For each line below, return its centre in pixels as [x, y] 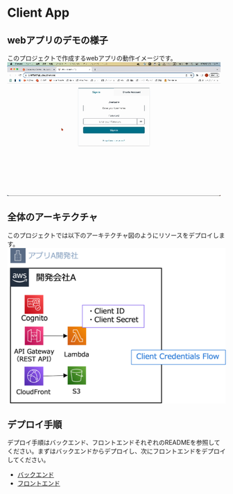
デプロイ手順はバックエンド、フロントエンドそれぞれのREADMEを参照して [114, 443]
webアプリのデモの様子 [58, 40]
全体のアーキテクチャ [53, 217]
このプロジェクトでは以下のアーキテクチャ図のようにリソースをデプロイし [113, 235]
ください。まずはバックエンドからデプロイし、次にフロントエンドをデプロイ [116, 451]
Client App [38, 13]
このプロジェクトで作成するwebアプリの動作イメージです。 [92, 58]
